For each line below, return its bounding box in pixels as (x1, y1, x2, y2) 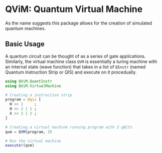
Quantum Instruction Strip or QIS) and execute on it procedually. (5, 69, 137, 75)
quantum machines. (5, 25, 46, 31)
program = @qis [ (5, 97, 41, 102)
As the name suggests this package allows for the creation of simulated (5, 20, 152, 26)
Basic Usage (5, 40, 45, 48)
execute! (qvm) (5, 143, 35, 148)
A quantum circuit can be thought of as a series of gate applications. (5, 53, 146, 59)
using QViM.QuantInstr (5, 78, 52, 83)
